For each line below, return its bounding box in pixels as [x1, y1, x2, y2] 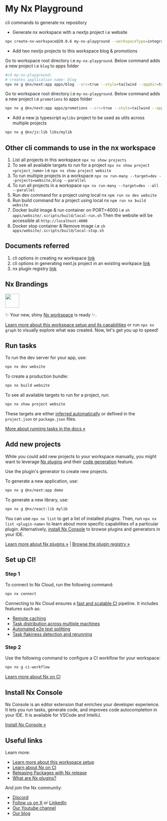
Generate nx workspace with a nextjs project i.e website [12, 29, 128, 35]
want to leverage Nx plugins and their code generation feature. [5, 459, 134, 465]
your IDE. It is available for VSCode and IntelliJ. [5, 712, 101, 718]
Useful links [5, 736, 43, 745]
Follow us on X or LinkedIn [12, 800, 67, 806]
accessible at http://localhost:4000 [12, 218, 88, 224]
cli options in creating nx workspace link [12, 255, 95, 261]
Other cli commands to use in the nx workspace [5, 143, 156, 152]
